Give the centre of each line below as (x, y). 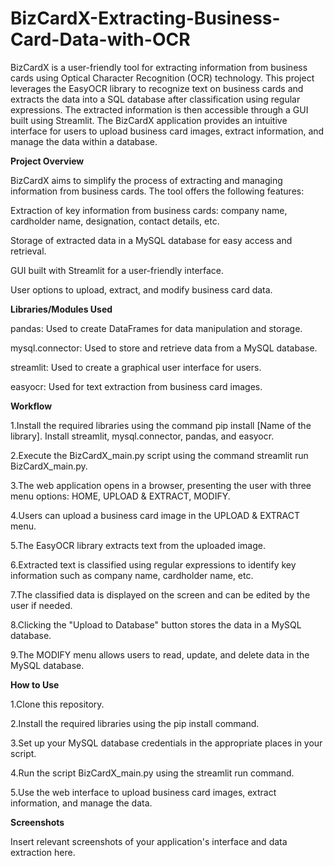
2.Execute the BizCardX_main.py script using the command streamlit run (159, 455)
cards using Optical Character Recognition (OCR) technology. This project (162, 78)
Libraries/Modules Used (61, 309)
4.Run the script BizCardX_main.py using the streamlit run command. (152, 773)
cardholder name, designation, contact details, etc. (115, 221)
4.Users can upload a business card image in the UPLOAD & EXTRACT (155, 515)
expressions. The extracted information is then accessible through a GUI (159, 109)
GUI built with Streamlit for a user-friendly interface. (117, 270)
